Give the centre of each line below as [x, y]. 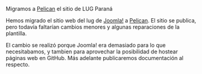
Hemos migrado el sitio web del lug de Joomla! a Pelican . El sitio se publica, [101, 20]
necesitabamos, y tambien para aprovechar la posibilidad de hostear [92, 52]
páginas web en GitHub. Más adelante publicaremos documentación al [95, 58]
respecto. [18, 64]
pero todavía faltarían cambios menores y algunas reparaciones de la [93, 27]
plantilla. [16, 33]
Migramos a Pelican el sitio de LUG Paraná [59, 9]
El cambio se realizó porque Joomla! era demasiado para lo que [86, 45]
